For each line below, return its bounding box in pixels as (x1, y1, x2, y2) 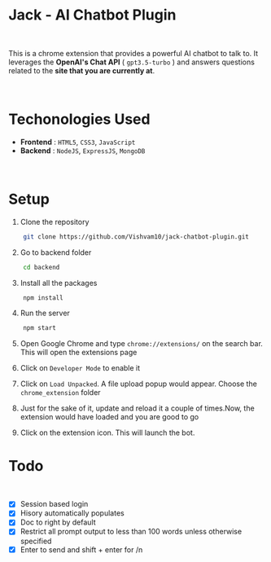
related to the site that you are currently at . (8, 65, 155, 75)
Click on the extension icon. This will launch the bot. (20, 428, 195, 437)
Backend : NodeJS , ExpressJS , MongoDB (20, 145, 146, 156)
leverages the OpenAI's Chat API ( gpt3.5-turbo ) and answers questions (8, 57, 255, 67)
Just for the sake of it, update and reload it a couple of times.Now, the (20, 403, 255, 413)
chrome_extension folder (20, 388, 101, 397)
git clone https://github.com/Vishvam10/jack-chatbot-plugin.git (23, 232, 250, 241)
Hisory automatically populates (20, 508, 125, 518)
